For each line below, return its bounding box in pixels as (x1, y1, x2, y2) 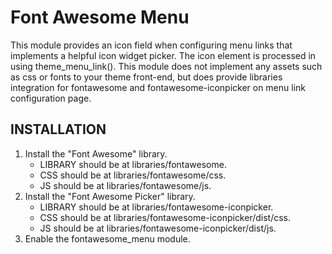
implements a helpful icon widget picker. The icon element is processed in (10, 49, 317, 61)
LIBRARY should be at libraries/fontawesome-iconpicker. (39, 201, 274, 213)
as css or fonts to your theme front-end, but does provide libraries (10, 71, 283, 83)
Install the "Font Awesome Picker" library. (24, 190, 196, 202)
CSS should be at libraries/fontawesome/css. (39, 169, 227, 181)
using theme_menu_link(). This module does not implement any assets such (10, 60, 323, 72)
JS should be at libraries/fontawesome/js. (39, 179, 212, 191)
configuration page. (10, 92, 92, 104)
